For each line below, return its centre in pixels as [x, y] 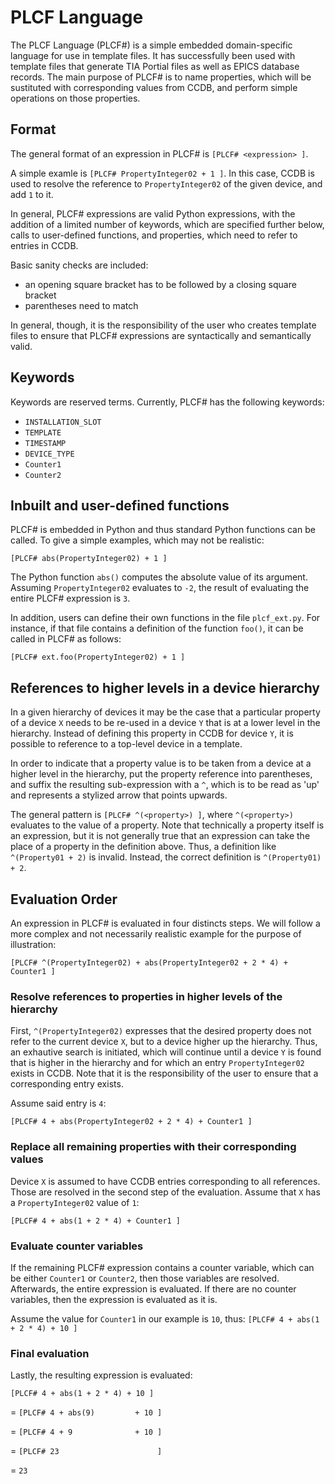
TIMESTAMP [45, 443]
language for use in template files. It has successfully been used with [153, 55]
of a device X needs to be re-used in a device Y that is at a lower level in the [165, 723]
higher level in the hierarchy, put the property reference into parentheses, [161, 774]
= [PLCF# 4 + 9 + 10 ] [86, 1432]
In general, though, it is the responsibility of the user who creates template [163, 325]
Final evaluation [50, 1353]
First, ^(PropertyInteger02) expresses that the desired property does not [161, 1031]
